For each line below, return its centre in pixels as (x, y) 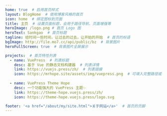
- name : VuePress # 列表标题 (40, 60)
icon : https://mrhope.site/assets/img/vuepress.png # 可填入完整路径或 (88, 74)
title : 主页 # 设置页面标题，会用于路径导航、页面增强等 (58, 24)
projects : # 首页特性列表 (31, 56)
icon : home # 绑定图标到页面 (34, 19)
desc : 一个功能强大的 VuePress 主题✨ (50, 88)
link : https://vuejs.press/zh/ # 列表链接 (58, 69)
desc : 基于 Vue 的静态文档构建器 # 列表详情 (57, 65)
